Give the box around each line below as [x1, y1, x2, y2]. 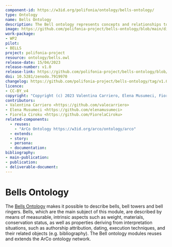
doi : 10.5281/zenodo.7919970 [5, 74, 68, 79]
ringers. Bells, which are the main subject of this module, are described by [5, 209, 162, 215]
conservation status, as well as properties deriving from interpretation [5, 219, 153, 226]
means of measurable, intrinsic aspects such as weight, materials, [5, 214, 145, 220]
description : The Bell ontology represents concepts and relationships [5, 21, 161, 27]
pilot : [5, 41, 19, 46]
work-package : [5, 31, 36, 36]
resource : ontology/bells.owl [5, 55, 70, 60]
